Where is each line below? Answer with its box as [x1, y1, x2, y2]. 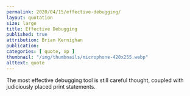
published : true [6, 32, 47, 38]
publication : [6, 43, 40, 49]
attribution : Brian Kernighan [6, 37, 83, 43]
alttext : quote [6, 60, 45, 66]
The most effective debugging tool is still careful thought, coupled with [6, 77, 184, 84]
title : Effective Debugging [6, 26, 78, 32]
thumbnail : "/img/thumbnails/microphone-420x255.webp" [6, 54, 149, 60]
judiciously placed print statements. [6, 83, 96, 90]
